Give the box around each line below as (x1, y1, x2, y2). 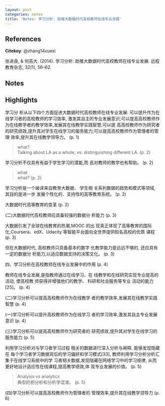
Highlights (5, 96, 38, 104)
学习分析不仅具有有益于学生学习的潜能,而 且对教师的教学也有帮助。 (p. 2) (5, 159, 154, 166)
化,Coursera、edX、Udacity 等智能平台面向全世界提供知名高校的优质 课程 (5, 229, 155, 235)
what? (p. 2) (17, 175, 42, 181)
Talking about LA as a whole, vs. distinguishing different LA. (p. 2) (17, 150, 151, 155)
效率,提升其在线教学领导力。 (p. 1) (10, 134, 80, 140)
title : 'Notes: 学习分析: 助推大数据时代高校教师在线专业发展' (5, 16, 122, 21)
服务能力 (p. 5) (5, 335, 34, 341)
